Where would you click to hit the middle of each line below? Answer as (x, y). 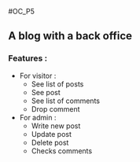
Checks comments (62, 151)
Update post (52, 134)
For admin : (38, 117)
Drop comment (55, 109)
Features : (28, 58)
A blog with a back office (70, 36)
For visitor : (38, 75)
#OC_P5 (22, 11)
